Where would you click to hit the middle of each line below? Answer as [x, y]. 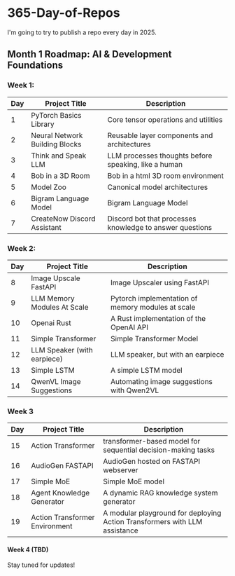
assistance [121, 530]
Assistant [46, 227]
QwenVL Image [56, 381]
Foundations [35, 66]
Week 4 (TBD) [28, 549]
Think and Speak [59, 156]
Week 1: [21, 85]
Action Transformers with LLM [153, 522]
